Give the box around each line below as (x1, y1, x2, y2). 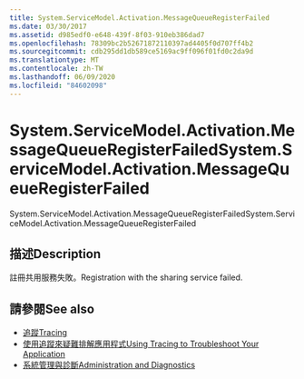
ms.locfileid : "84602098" (9, 81, 107, 90)
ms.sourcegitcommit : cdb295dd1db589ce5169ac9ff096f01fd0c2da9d (9, 47, 254, 56)
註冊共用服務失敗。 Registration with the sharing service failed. (9, 272, 243, 283)
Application (22, 349, 66, 360)
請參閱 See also (9, 301, 95, 316)
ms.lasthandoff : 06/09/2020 (9, 73, 116, 82)
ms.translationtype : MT (9, 55, 100, 65)
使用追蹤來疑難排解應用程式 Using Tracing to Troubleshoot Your (22, 338, 260, 350)
